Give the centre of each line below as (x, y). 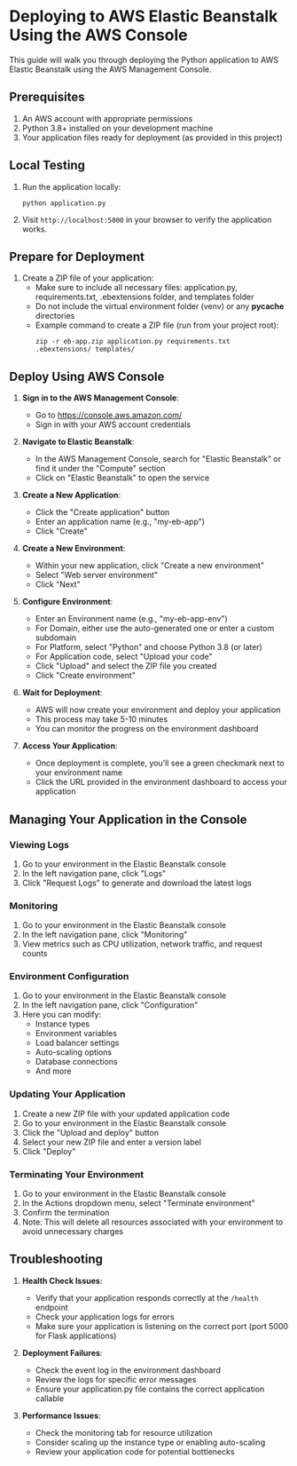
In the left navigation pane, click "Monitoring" (105, 935)
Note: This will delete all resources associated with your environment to (152, 1222)
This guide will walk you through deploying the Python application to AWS (144, 59)
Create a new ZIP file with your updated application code (126, 1113)
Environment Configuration (69, 977)
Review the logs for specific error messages (116, 1379)
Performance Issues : (61, 1415)
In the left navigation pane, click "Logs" (94, 873)
